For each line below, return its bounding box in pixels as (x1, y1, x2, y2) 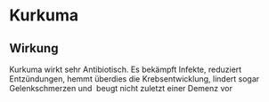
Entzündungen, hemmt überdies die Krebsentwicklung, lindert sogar (9, 74, 260, 84)
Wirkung (9, 41, 59, 56)
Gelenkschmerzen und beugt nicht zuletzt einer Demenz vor (9, 83, 233, 93)
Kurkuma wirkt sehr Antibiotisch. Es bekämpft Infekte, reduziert (9, 64, 242, 75)
